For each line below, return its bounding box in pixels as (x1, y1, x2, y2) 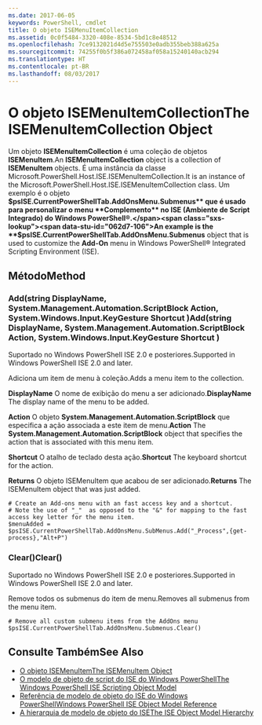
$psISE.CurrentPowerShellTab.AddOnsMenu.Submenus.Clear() (8, 624, 202, 632)
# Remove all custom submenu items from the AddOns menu (8, 617, 198, 625)
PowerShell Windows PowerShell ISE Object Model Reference (19, 700, 217, 709)
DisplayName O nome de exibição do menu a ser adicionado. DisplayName (8, 389, 252, 398)
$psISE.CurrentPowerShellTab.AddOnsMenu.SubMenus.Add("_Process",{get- (8, 527, 247, 535)
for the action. (8, 461, 53, 471)
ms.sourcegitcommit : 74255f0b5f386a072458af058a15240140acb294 (8, 48, 220, 56)
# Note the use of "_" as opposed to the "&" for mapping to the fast (8, 507, 247, 514)
